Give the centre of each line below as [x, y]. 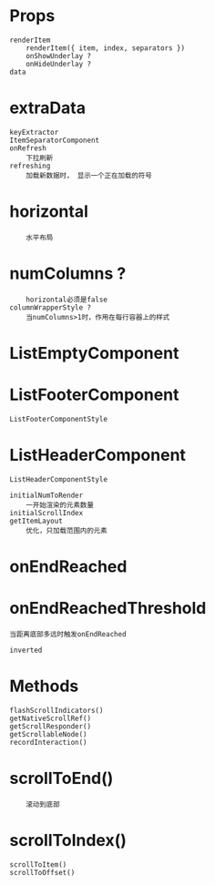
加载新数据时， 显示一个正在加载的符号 [89, 175]
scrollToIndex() [68, 840]
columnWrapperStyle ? [51, 307]
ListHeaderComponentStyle [58, 479]
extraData [48, 108]
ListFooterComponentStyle [58, 419]
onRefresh [28, 148]
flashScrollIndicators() [56, 710]
